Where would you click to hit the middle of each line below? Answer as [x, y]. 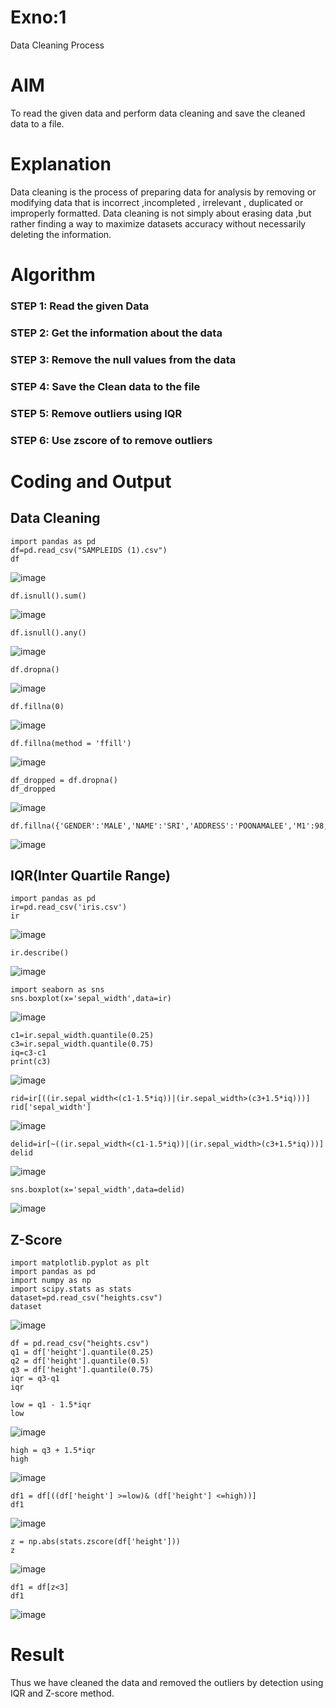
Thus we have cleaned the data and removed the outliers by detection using [167, 1683]
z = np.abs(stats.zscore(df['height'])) [96, 1542]
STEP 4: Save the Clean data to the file [105, 386]
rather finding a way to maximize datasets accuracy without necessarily [158, 223]
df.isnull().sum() [48, 596]
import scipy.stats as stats [71, 1289]
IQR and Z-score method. [62, 1693]
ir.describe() [40, 953]
